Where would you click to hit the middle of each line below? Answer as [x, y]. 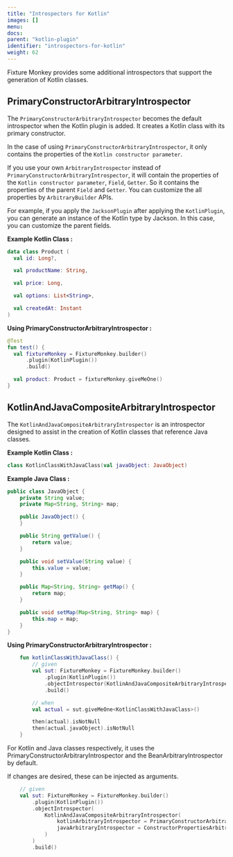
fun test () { [26, 347]
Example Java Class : [38, 478]
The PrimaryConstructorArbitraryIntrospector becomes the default [105, 118]
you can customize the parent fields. [59, 225]
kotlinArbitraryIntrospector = [102, 821]
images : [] [23, 20]
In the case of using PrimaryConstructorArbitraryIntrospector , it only [107, 146]
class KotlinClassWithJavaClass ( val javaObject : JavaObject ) [97, 465]
